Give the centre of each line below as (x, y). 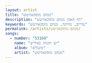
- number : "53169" (29, 39)
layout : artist (21, 10)
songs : (12, 34)
